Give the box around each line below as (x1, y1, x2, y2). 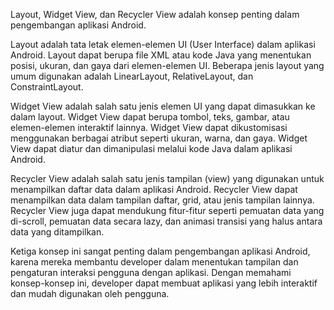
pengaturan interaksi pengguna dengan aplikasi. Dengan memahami (10, 267, 292, 278)
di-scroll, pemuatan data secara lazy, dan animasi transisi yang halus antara (10, 215, 323, 227)
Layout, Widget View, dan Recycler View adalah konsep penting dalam (10, 9, 300, 20)
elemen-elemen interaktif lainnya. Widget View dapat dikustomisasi (10, 122, 288, 133)
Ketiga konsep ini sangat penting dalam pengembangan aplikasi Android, (10, 245, 311, 257)
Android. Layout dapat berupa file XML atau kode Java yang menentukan (10, 49, 312, 61)
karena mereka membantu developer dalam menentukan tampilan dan (10, 256, 299, 268)
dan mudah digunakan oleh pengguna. (10, 288, 170, 299)
